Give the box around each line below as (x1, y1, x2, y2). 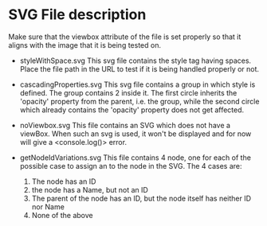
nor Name (31, 201, 65, 212)
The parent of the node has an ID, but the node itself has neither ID (31, 193, 252, 203)
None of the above (31, 210, 93, 220)
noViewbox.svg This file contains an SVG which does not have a (19, 120, 231, 130)
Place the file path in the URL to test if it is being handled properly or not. (19, 64, 260, 73)
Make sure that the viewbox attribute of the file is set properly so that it (8, 32, 241, 41)
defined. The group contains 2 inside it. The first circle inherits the (19, 88, 238, 97)
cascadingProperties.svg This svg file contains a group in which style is (19, 80, 256, 89)
